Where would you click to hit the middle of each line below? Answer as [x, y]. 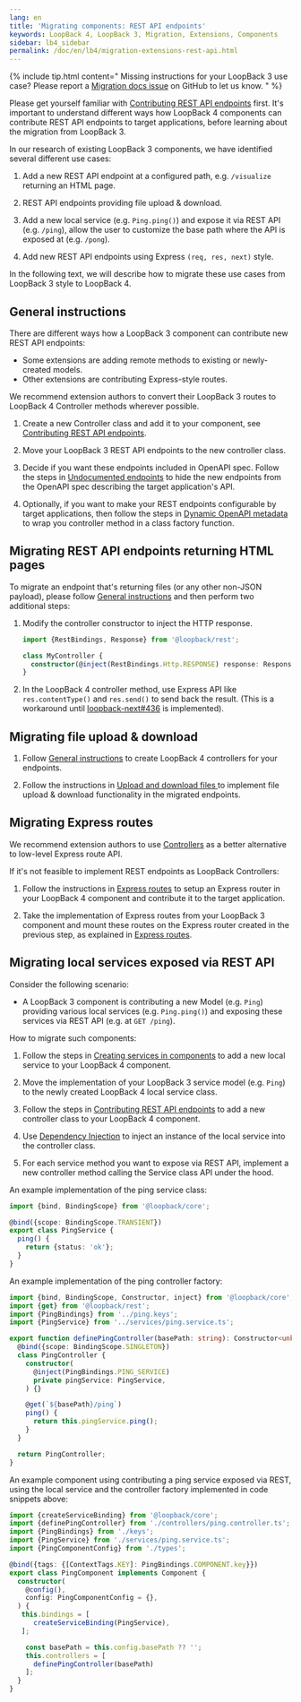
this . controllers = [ [65, 1655]
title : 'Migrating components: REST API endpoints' [107, 26]
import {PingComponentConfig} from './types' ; [98, 1549]
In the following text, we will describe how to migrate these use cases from [147, 274]
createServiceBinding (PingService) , [101, 1623]
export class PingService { [62, 1231]
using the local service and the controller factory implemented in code [139, 1489]
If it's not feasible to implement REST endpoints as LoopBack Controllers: [144, 871]
